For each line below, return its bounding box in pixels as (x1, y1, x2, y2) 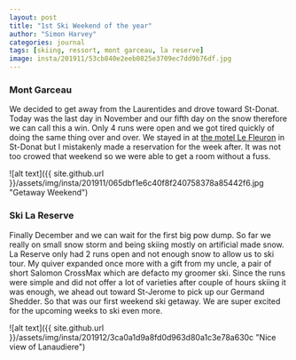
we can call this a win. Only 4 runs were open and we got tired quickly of (9, 123, 275, 133)
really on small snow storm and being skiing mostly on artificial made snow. (9, 239, 285, 250)
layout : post (9, 12, 58, 22)
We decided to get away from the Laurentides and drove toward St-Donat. (9, 104, 280, 115)
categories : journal (9, 37, 86, 47)
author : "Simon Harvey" (9, 29, 97, 38)
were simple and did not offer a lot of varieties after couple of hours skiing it (9, 276, 286, 287)
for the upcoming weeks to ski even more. (9, 305, 163, 316)
